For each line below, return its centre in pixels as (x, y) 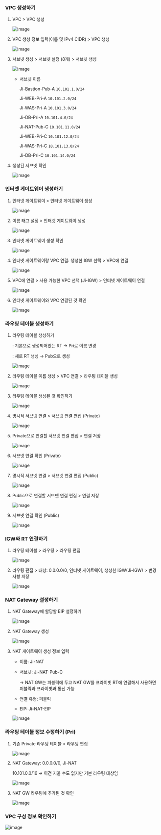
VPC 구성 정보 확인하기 (31, 816)
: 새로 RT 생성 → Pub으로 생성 (41, 356)
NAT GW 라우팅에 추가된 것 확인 (43, 793)
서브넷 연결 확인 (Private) (36, 455)
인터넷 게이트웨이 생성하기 (34, 189)
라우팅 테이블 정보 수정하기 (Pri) (40, 732)
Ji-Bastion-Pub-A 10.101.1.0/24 (52, 89)
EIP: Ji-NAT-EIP (35, 709)
